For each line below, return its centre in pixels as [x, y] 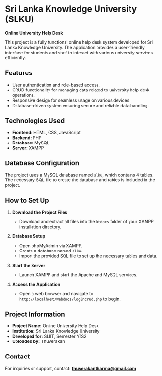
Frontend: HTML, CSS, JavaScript [46, 132]
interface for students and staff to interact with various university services [79, 53]
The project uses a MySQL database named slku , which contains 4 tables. [79, 175]
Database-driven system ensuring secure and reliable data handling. [81, 105]
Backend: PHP [27, 138]
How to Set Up [27, 200]
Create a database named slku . [51, 251]
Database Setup [29, 236]
